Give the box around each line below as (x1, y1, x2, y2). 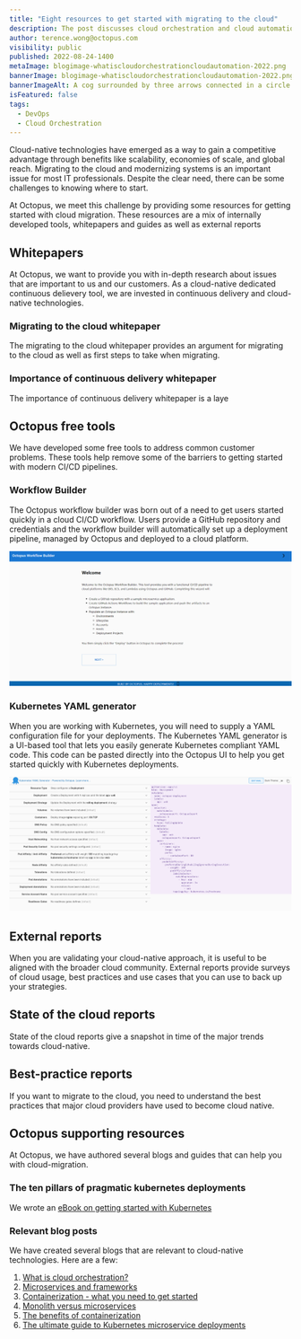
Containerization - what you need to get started (21, 1291, 199, 1301)
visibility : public (9, 43, 82, 52)
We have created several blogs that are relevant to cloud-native (9, 1245, 244, 1255)
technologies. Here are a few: (9, 1255, 118, 1265)
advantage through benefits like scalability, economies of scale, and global (9, 154, 285, 165)
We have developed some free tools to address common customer (9, 443, 255, 454)
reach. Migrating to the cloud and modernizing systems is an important (9, 163, 271, 174)
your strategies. (9, 981, 67, 991)
